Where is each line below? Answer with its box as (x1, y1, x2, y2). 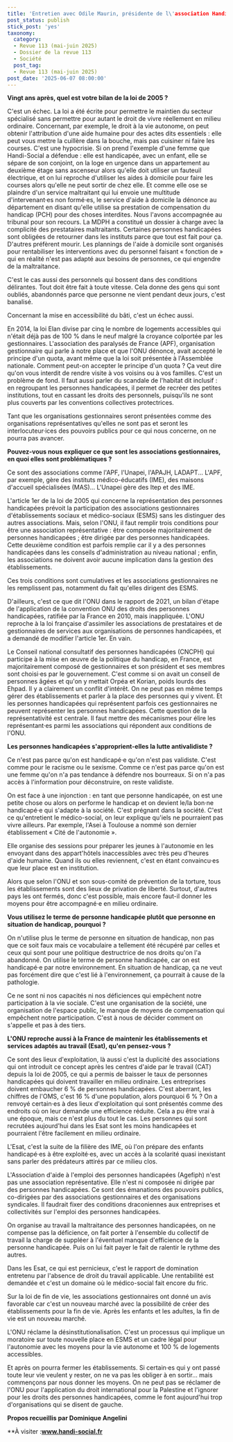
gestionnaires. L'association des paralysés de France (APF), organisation (7, 340, 216, 348)
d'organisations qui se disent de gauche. (7, 1400, 123, 1409)
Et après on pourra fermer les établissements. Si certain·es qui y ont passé (7, 1364, 221, 1372)
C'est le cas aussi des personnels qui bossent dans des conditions (7, 276, 198, 284)
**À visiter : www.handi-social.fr (7, 1427, 103, 1436)
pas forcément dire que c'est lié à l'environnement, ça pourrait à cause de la (7, 970, 225, 979)
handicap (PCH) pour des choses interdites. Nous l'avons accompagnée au (7, 210, 223, 219)
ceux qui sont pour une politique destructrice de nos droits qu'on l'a (7, 949, 201, 957)
